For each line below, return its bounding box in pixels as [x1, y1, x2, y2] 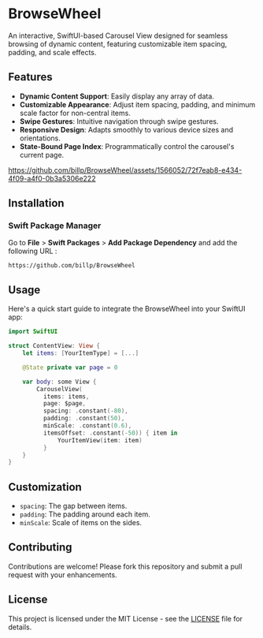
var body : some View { [22, 378, 97, 386]
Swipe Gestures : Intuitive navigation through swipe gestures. [19, 116, 219, 126]
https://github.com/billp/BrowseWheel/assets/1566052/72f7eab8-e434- [8, 165, 243, 174]
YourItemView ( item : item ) [57, 436, 143, 444]
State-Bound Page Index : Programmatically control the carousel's [19, 141, 235, 151]
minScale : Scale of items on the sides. [19, 518, 143, 528]
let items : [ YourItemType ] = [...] [22, 349, 139, 357]
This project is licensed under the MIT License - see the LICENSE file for [8, 614, 243, 623]
